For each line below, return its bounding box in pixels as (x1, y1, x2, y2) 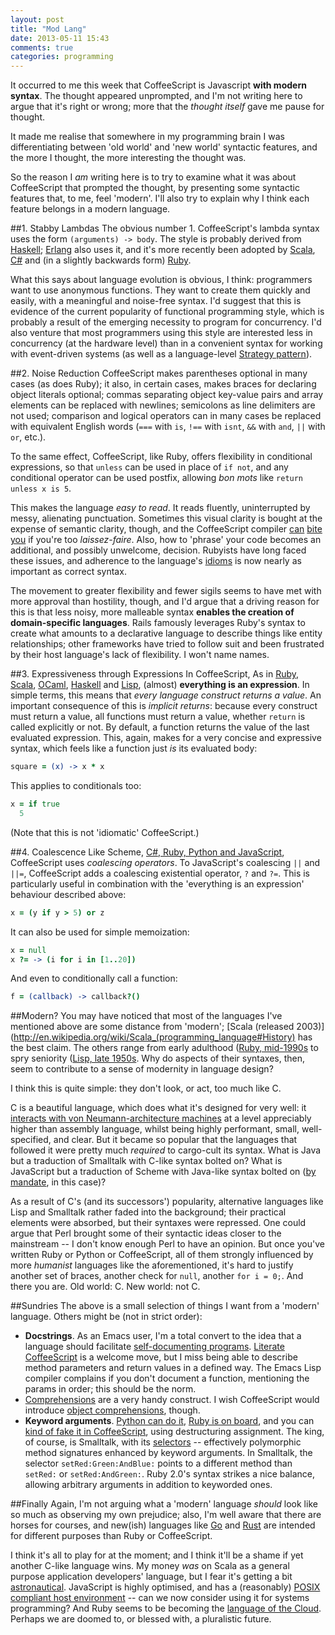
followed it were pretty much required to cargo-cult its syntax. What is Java (10, 1144, 322, 1156)
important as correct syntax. (10, 566, 127, 578)
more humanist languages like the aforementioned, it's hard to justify (10, 1259, 294, 1271)
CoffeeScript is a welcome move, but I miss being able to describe (24, 1351, 298, 1363)
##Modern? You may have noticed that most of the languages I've (10, 1010, 283, 1022)
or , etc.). (10, 431, 47, 443)
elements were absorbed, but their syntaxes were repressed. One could (10, 1217, 307, 1229)
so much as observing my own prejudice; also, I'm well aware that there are (10, 1509, 322, 1521)
